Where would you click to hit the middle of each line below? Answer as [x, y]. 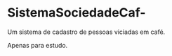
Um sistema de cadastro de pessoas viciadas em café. [86, 32]
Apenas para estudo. [38, 45]
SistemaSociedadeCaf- [77, 13]
